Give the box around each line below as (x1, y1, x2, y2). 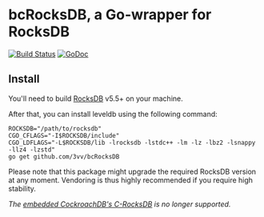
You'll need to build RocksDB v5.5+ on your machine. (8, 94, 184, 103)
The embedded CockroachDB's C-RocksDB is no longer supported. (8, 199, 231, 209)
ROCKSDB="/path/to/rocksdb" (8, 124, 102, 133)
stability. (8, 183, 36, 193)
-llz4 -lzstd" (8, 146, 56, 154)
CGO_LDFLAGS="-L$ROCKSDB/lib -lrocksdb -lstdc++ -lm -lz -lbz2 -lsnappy (8, 139, 256, 147)
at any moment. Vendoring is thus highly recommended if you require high (8, 175, 254, 185)
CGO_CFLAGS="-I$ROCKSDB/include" (8, 131, 120, 139)
